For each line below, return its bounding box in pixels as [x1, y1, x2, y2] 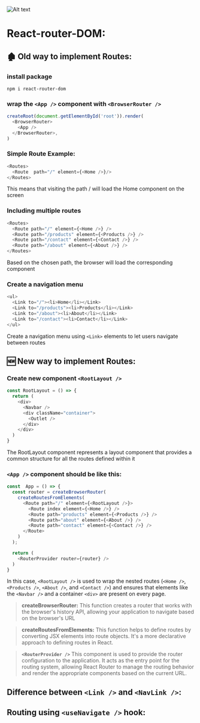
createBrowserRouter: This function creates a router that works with [21, 602, 192, 609]
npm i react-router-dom [7, 86, 66, 92]
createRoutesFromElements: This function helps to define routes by [21, 626, 191, 634]
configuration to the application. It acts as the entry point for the [21, 657, 180, 664]
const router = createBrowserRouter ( [12, 489, 107, 495]
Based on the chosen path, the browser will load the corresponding [7, 259, 173, 266]
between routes [7, 338, 46, 346]
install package [7, 72, 53, 80]
